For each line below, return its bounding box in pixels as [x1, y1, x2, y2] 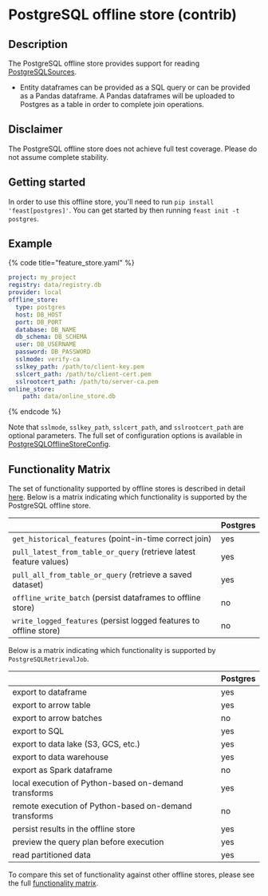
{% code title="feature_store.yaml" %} [8, 258, 135, 268]
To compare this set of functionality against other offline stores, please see [8, 870, 255, 880]
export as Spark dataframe [12, 765, 113, 776]
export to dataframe [12, 687, 88, 698]
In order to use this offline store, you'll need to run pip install [8, 197, 214, 206]
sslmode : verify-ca [15, 356, 81, 364]
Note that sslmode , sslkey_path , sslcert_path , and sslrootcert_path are [8, 422, 244, 432]
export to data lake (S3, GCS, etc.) [12, 739, 141, 750]
